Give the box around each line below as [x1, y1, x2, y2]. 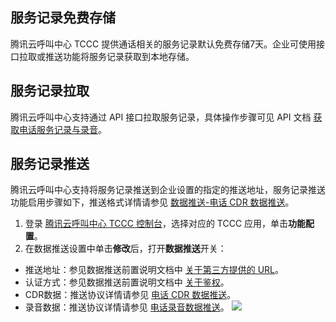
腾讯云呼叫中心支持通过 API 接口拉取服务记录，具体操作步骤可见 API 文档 [10, 111, 312, 123]
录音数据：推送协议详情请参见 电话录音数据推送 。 [24, 301, 230, 313]
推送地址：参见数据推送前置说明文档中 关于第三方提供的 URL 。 [24, 264, 285, 276]
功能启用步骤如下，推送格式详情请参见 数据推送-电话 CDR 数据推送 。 [10, 196, 295, 208]
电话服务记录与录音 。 [18, 123, 107, 135]
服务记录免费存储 [10, 9, 116, 27]
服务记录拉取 [10, 83, 90, 100]
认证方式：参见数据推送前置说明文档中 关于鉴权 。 [24, 276, 230, 288]
